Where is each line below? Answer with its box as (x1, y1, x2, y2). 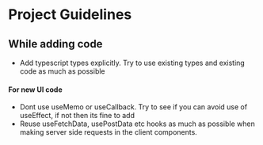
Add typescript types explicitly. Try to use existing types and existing (19, 58, 246, 67)
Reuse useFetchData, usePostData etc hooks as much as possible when (19, 119, 255, 128)
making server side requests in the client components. (19, 128, 198, 137)
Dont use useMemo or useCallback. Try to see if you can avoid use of (19, 102, 248, 112)
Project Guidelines (8, 6, 132, 24)
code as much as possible (19, 67, 105, 76)
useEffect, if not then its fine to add (19, 111, 135, 120)
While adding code (8, 37, 103, 51)
